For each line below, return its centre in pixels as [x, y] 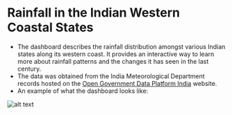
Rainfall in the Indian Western [94, 13]
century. [29, 69]
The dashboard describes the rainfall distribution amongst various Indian [121, 46]
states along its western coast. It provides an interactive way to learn [116, 54]
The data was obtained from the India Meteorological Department [111, 76]
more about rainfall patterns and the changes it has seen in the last [113, 61]
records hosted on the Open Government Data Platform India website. [117, 83]
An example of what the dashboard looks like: [83, 91]
